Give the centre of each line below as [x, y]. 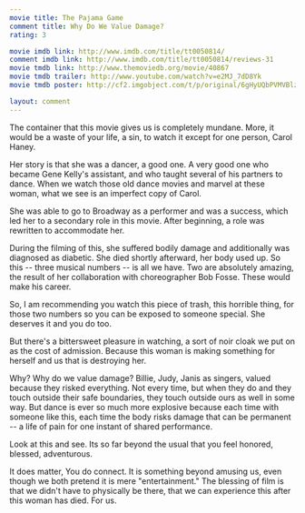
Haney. [23, 146]
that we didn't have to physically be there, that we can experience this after [150, 490]
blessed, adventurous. [51, 453]
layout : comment [40, 101]
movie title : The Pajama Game [67, 18]
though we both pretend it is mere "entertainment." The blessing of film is [147, 481]
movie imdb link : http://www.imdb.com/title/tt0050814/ [117, 51]
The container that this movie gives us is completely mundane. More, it [142, 127]
